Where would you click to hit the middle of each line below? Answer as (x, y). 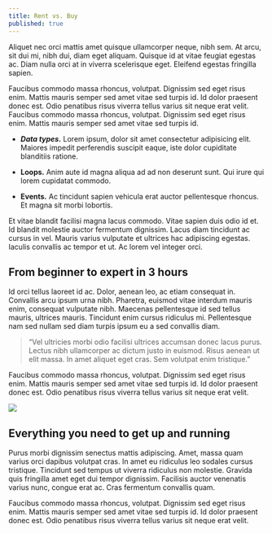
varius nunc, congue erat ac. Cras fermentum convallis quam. (112, 487)
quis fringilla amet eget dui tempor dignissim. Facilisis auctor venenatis (127, 479)
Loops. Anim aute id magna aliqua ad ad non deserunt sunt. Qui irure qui (142, 172)
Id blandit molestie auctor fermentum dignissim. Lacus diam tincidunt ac (129, 229)
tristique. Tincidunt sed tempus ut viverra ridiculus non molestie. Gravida (130, 470)
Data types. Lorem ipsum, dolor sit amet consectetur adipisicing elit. (136, 138)
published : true (36, 24)
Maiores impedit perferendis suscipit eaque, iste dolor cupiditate (129, 147)
